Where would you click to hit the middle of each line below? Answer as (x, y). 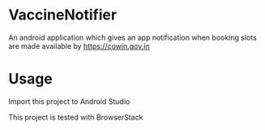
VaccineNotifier (63, 15)
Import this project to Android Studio (69, 101)
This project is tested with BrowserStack (76, 117)
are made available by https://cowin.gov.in (79, 45)
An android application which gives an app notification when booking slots (132, 37)
